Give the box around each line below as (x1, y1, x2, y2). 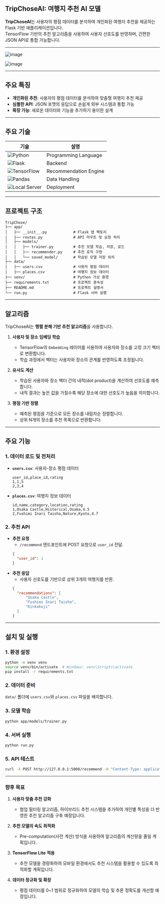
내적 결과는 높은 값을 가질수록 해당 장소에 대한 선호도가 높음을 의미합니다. (19, 390, 160, 396)
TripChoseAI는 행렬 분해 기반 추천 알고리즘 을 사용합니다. (5, 323, 113, 330)
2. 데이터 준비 (5, 682, 36, 689)
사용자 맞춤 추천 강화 (12, 796, 52, 802)
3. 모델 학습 (5, 707, 31, 714)
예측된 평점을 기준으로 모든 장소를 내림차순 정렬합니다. (19, 411, 124, 417)
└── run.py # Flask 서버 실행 (5, 291, 107, 295)
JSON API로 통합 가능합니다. (5, 37, 60, 43)
